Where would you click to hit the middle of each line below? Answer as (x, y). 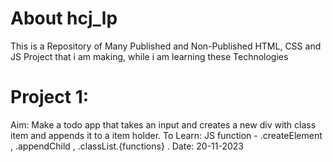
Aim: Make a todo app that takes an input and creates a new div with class (163, 124)
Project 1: (50, 97)
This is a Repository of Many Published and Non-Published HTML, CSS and (166, 46)
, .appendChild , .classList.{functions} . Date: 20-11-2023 (127, 146)
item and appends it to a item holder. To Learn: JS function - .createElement (166, 135)
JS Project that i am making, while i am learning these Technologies (149, 56)
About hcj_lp (64, 18)
